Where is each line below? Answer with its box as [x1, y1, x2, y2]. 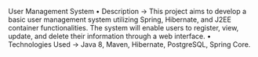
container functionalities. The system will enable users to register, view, [8, 23, 239, 32]
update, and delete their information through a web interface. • [8, 31, 212, 41]
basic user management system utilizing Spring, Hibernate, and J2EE [8, 15, 231, 24]
